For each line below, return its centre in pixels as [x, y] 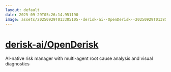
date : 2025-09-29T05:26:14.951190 [42, 15]
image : [12, 19]
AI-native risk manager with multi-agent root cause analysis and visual [79, 58]
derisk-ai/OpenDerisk [52, 44]
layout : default [22, 10]
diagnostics [17, 64]
